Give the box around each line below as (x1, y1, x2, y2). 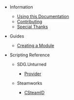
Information (9, 4, 33, 10)
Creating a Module (17, 43, 55, 48)
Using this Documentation (17, 14, 69, 19)
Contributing (17, 19, 42, 24)
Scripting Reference (9, 52, 50, 58)
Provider (24, 71, 41, 77)
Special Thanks (17, 24, 48, 30)
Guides (9, 33, 24, 39)
